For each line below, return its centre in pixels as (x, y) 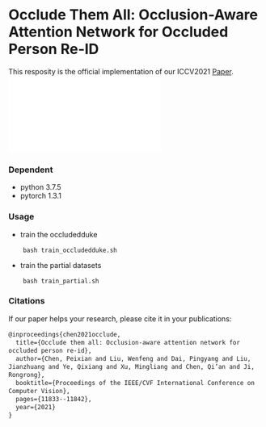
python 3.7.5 (41, 187)
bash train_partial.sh (61, 281)
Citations (27, 301)
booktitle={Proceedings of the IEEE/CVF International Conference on (135, 383)
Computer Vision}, (39, 391)
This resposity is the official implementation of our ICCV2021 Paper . (121, 71)
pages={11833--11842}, (54, 399)
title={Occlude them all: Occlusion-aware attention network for (128, 342)
